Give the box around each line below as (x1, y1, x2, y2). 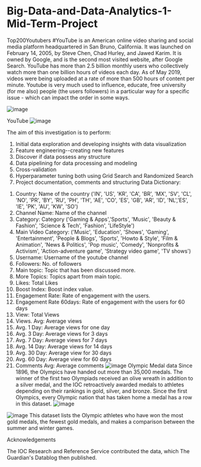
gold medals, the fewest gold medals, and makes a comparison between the (7, 418, 195, 425)
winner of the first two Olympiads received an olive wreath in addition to (15, 374, 193, 381)
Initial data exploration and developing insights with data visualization (15, 140, 187, 147)
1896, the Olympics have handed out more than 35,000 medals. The (15, 368, 183, 375)
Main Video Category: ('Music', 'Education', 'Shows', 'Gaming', (15, 228, 169, 235)
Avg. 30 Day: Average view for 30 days (15, 349, 112, 356)
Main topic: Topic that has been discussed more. (15, 266, 136, 274)
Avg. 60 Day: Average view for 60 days (15, 355, 112, 363)
